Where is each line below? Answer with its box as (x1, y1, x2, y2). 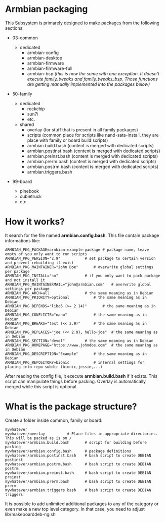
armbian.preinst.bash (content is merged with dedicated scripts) (27, 153, 158, 159)
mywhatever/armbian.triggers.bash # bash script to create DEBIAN (5, 487, 152, 493)
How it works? (5, 216, 65, 228)
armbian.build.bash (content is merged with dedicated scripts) (27, 142, 154, 148)
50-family (12, 91, 33, 97)
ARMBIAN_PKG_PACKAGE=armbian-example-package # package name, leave (5, 247, 149, 252)
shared (19, 121, 34, 127)
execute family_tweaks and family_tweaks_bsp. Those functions (27, 76, 158, 82)
